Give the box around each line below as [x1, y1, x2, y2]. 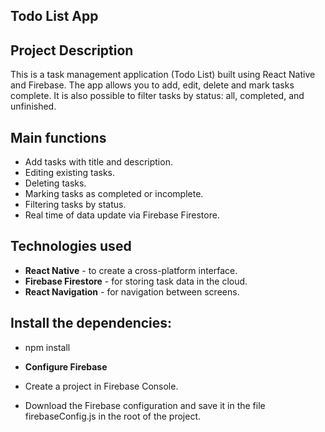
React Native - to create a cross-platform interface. [24, 264, 238, 276]
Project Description [10, 42, 134, 59]
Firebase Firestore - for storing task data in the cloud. [24, 275, 248, 287]
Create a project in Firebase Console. [24, 380, 179, 392]
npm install [24, 341, 71, 353]
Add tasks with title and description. [24, 156, 173, 168]
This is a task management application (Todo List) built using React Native [10, 69, 316, 81]
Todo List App [10, 8, 99, 25]
